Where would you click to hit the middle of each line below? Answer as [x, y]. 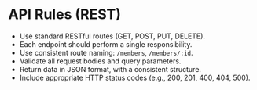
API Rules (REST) [65, 14]
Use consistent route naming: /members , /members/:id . [106, 52]
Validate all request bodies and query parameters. [100, 61]
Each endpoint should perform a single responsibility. [106, 44]
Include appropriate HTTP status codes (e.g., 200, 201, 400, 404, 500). [135, 77]
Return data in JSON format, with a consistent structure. [110, 69]
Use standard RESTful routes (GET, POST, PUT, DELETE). [112, 36]
